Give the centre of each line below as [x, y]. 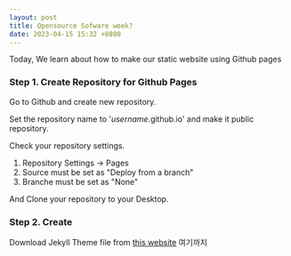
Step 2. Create [41, 221]
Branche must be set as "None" [80, 181]
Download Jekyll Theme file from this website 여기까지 [108, 242]
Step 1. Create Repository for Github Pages [103, 83]
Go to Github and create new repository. [83, 101]
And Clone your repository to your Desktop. [89, 199]
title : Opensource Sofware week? [71, 26]
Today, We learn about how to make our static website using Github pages [145, 60]
